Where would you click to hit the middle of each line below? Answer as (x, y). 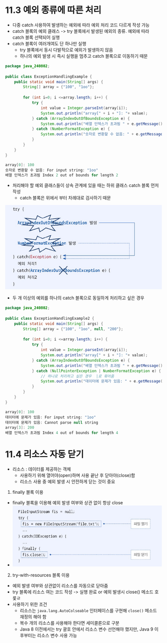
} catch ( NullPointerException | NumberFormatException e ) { (96, 371)
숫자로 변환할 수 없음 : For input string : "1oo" (52, 170)
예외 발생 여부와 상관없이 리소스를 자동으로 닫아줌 (60, 585)
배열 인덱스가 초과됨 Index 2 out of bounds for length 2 (62, 175)
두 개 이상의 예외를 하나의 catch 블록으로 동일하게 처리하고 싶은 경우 (78, 298)
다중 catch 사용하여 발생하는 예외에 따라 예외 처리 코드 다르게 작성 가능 (81, 25)
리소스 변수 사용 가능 (57, 635)
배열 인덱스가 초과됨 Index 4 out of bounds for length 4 (62, 433)
